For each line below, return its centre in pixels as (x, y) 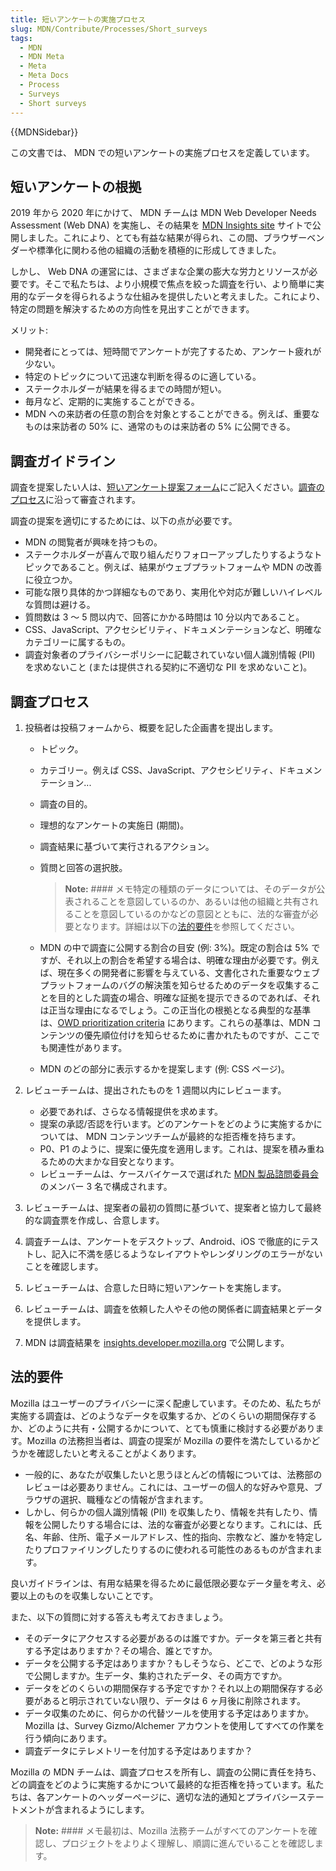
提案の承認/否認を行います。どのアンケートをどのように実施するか (176, 1123)
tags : (21, 38)
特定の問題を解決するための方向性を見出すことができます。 (132, 309)
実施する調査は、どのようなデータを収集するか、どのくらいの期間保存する (163, 1415)
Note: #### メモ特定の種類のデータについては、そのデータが (190, 888)
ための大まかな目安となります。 (114, 1161)
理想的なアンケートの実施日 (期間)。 (114, 825)
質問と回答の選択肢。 (83, 867)
